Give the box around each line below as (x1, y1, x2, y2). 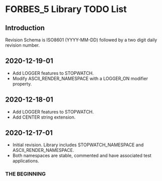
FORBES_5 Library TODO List (5, 4, 127, 15)
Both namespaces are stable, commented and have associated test (12, 152, 151, 159)
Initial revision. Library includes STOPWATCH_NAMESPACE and (12, 142, 144, 148)
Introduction (5, 24, 45, 32)
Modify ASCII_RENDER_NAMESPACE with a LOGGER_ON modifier (12, 75, 148, 81)
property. (12, 80, 32, 86)
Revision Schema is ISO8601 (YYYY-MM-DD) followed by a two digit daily (5, 37, 157, 43)
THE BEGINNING (5, 170, 46, 177)
